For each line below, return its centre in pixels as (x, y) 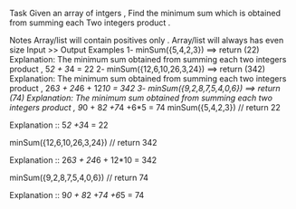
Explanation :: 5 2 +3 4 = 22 (59, 125)
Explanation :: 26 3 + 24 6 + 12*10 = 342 (83, 160)
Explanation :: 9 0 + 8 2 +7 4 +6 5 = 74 (77, 195)
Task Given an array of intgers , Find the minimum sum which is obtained (145, 13)
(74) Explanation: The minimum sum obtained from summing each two (141, 98)
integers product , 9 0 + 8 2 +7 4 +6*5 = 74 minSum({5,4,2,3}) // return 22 (145, 107)
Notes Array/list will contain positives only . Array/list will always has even (147, 40)
